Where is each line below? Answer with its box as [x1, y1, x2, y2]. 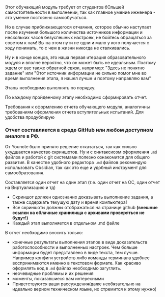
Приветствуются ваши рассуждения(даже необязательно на [12, 281, 141, 287]
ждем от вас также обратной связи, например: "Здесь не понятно [5, 65, 145, 71]
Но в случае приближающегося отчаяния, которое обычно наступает [5, 24, 152, 30]
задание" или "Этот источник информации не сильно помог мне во [5, 70, 147, 76]
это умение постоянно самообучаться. [5, 15, 87, 20]
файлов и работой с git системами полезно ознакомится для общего [5, 154, 150, 160]
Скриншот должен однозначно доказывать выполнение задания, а [12, 194, 153, 200]
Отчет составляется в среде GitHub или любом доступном [5, 126, 154, 133]
